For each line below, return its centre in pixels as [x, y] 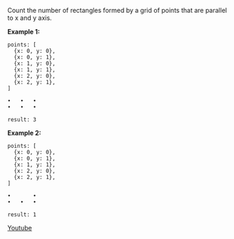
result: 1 [22, 215]
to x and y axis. [30, 18]
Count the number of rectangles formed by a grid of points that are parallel [117, 10]
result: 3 [22, 120]
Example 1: [24, 32]
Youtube [20, 228]
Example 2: [24, 133]
